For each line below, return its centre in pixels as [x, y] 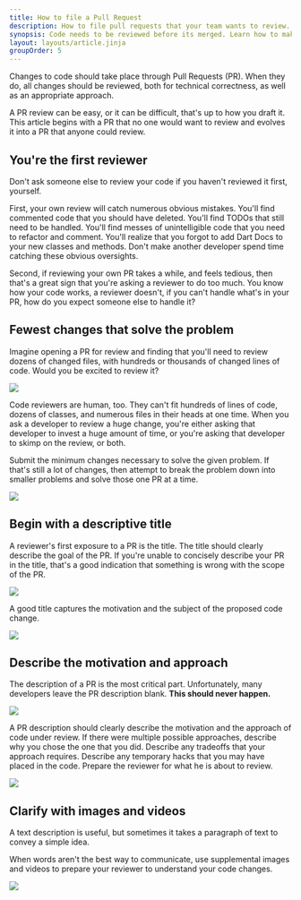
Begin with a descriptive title [90, 524]
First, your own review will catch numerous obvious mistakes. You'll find [142, 208]
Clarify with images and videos [98, 811]
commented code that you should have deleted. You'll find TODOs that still [147, 218]
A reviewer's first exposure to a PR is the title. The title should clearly [137, 545]
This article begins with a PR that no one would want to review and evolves [147, 123]
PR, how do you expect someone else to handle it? [102, 302]
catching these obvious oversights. [74, 255]
